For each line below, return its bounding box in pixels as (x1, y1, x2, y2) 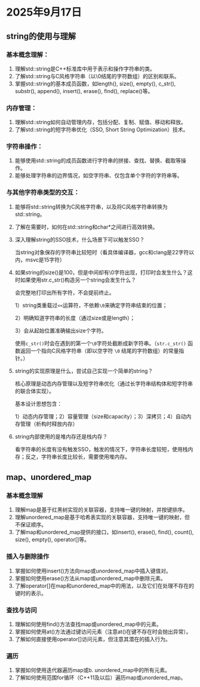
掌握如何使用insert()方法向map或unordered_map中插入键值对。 (14, 567, 172, 574)
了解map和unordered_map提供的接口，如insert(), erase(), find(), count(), (14, 529, 194, 536)
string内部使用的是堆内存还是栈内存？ (14, 433, 108, 440)
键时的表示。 (14, 589, 47, 597)
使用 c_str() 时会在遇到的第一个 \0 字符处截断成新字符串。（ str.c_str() (14, 340, 186, 347)
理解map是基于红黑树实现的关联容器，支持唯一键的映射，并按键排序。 (14, 506, 188, 513)
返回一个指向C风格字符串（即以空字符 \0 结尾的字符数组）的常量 (20, 347, 179, 354)
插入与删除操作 (6, 553, 50, 561)
